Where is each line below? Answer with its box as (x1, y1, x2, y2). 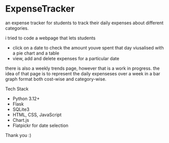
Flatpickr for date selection (12, 122, 69, 128)
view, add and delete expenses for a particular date (12, 55, 120, 61)
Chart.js (12, 117, 29, 123)
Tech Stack (5, 85, 29, 91)
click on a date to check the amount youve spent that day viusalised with (12, 44, 164, 51)
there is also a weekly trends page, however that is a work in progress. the (5, 65, 160, 71)
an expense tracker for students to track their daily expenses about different (5, 20, 164, 26)
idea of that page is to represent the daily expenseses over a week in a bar (5, 70, 160, 76)
